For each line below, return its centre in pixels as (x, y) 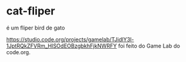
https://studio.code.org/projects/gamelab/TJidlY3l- (70, 39)
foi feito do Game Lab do (149, 46)
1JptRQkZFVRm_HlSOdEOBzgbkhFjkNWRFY (62, 46)
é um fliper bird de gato (36, 28)
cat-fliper (31, 11)
